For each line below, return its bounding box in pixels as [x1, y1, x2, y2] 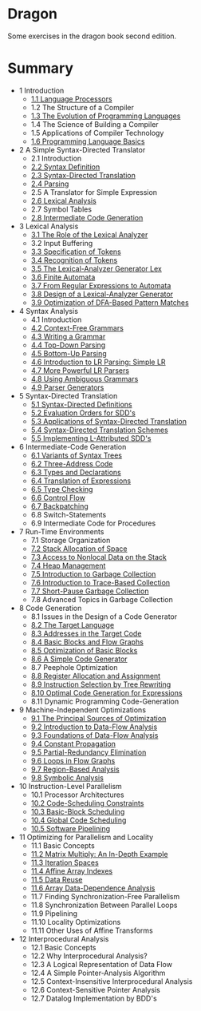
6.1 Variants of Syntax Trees [30, 450, 123, 460]
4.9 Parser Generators [30, 383, 104, 392]
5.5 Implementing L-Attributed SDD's [30, 433, 152, 443]
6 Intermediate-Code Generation [18, 442, 127, 451]
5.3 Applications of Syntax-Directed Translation [30, 416, 187, 426]
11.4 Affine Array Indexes [30, 866, 113, 875]
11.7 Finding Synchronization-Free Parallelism [30, 891, 180, 901]
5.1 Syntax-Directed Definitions [30, 399, 132, 409]
